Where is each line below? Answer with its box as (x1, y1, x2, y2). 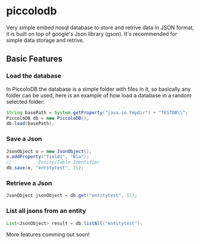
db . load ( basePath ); (6, 121, 55, 126)
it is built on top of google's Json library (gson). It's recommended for (6, 30, 178, 37)
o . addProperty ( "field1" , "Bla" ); (6, 154, 90, 160)
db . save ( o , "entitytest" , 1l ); (6, 165, 84, 171)
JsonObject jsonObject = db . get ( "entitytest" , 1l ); (6, 193, 137, 199)
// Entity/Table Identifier (6, 159, 100, 165)
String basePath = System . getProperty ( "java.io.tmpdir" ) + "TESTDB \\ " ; (6, 109, 188, 116)
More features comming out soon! (6, 231, 90, 238)
